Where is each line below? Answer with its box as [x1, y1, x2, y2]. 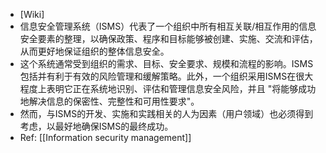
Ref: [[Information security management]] [19, 132, 192, 143]
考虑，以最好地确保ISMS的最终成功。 [19, 120, 174, 132]
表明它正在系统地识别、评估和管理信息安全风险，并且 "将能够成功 [46, 83, 317, 94]
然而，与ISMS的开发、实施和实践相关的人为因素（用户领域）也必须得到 [19, 108, 314, 119]
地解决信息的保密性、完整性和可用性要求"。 [19, 95, 200, 107]
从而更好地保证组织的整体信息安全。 [19, 45, 170, 57]
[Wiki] [19, 9, 45, 20]
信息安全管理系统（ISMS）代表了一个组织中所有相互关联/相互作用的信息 [19, 20, 317, 32]
